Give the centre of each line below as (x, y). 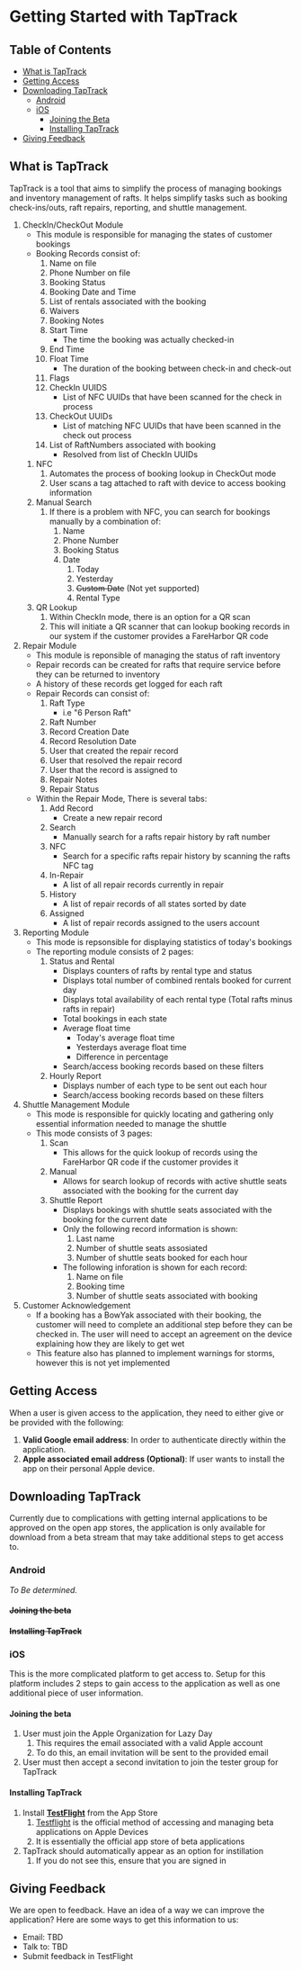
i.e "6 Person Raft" (97, 712)
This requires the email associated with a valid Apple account (149, 1743)
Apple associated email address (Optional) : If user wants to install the (153, 1459)
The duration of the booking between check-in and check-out (177, 368)
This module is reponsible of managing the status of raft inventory (158, 655)
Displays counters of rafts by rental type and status (157, 970)
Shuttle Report (76, 1200)
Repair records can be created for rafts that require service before (158, 664)
